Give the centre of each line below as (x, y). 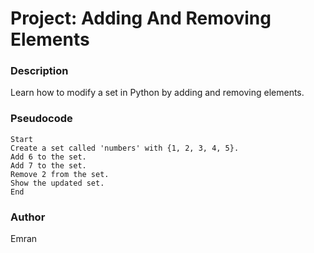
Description (39, 71)
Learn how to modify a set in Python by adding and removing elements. (157, 93)
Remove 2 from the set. (60, 174)
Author (28, 217)
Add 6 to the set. (48, 157)
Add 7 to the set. (48, 165)
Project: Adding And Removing (141, 18)
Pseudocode (41, 119)
